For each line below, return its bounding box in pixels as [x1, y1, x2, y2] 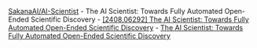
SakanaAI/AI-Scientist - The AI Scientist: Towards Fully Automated [8, 7, 223, 15]
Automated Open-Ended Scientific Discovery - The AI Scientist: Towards [8, 23, 244, 32]
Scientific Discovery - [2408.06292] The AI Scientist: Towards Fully [30, 15, 249, 24]
